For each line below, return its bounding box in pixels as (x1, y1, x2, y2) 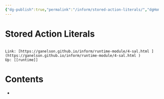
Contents (5, 74, 44, 85)
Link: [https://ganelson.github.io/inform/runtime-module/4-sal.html (5, 49, 150, 54)
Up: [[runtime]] (5, 57, 38, 62)
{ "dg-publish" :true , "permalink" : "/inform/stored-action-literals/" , (5, 7, 147, 12)
